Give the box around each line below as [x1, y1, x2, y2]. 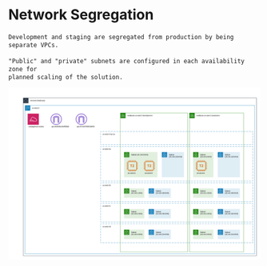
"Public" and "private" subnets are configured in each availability [8, 57, 245, 65]
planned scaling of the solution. [8, 73, 124, 81]
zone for [8, 65, 38, 73]
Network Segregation [8, 6, 154, 24]
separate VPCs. [8, 41, 59, 49]
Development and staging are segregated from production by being [8, 33, 234, 41]
